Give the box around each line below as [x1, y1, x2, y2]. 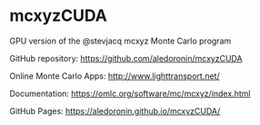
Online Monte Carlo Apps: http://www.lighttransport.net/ [9, 70, 220, 82]
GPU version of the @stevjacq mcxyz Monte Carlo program [9, 35, 232, 46]
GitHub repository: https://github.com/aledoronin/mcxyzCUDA [9, 53, 243, 63]
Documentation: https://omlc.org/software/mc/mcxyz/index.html [9, 88, 251, 99]
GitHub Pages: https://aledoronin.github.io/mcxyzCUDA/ [9, 105, 221, 116]
